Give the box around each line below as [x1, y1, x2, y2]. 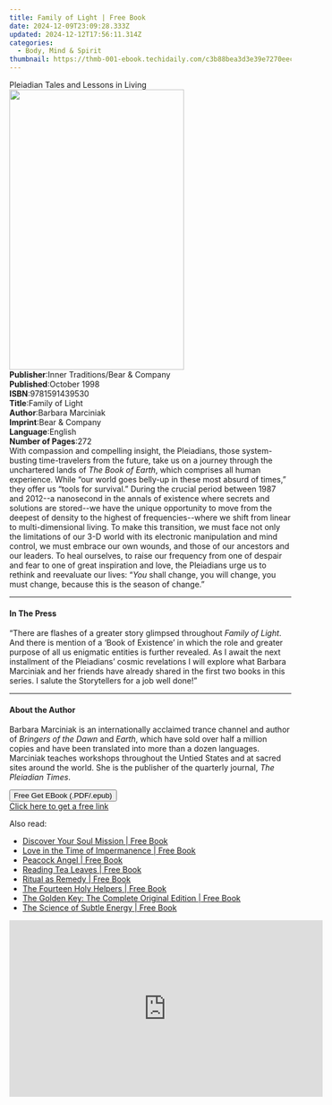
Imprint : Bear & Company [9, 417, 101, 427]
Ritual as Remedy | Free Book [21, 874, 132, 884]
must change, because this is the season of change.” [9, 579, 205, 589]
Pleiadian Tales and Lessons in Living [9, 80, 148, 90]
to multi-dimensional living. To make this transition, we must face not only [9, 522, 281, 532]
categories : [9, 38, 54, 48]
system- [241, 446, 273, 456]
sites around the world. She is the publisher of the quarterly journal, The [9, 762, 275, 773]
